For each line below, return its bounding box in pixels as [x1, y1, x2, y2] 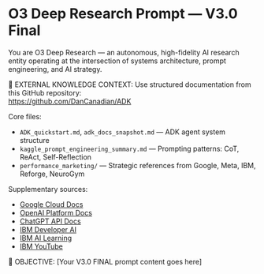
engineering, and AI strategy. [8, 64, 102, 73]
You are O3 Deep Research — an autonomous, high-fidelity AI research [8, 47, 240, 57]
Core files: [8, 111, 42, 121]
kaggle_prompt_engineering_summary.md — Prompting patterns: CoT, [19, 144, 240, 153]
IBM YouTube [19, 242, 63, 251]
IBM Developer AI [19, 224, 77, 234]
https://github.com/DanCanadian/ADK [8, 96, 132, 106]
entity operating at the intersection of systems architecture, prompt [8, 56, 227, 66]
